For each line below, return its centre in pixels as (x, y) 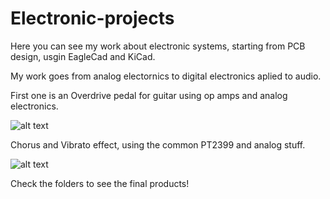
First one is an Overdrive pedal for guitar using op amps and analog (149, 95)
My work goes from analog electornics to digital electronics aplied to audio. (166, 76)
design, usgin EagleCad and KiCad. (83, 56)
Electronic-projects (92, 18)
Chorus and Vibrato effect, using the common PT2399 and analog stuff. (158, 144)
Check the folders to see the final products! (100, 183)
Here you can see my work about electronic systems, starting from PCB (158, 46)
